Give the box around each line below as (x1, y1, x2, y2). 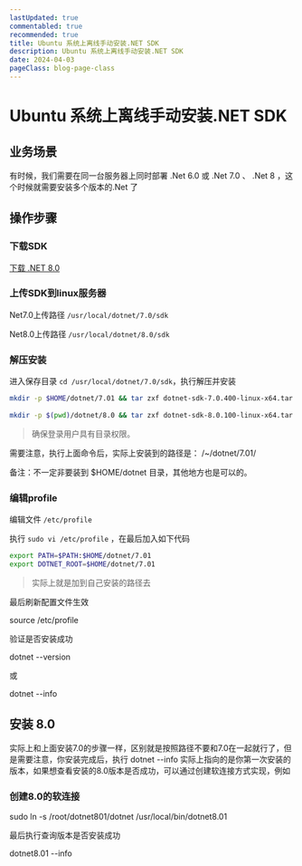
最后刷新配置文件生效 (9, 596, 89, 607)
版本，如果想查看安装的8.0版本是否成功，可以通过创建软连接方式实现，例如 (9, 765, 291, 775)
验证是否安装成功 (9, 633, 73, 644)
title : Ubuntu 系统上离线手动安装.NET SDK (9, 38, 160, 48)
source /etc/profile (9, 614, 80, 625)
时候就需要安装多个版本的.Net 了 (16, 181, 138, 192)
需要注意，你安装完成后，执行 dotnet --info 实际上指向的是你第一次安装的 (16, 754, 292, 765)
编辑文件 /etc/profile (9, 514, 92, 525)
